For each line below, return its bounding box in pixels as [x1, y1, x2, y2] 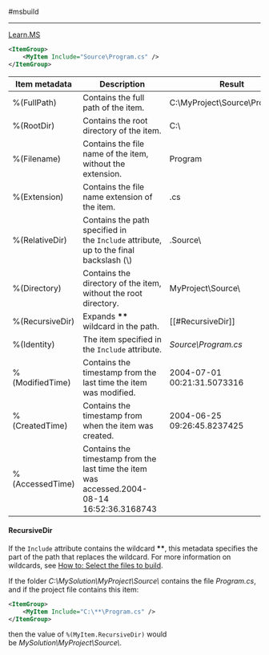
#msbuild [8, 7, 39, 16]
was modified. [82, 387, 136, 398]
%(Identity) [12, 339, 55, 350]
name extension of [82, 191, 153, 202]
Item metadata [14, 78, 72, 89]
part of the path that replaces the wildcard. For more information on [8, 551, 231, 561]
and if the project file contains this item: [8, 584, 139, 594]
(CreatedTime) [12, 420, 68, 431]
